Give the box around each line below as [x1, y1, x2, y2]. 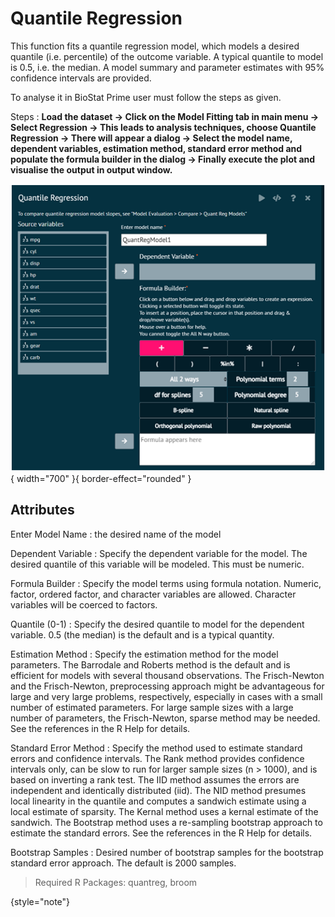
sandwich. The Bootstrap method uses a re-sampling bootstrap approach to [10, 816, 323, 828]
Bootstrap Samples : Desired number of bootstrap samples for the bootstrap [10, 846, 324, 858]
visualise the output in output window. [10, 163, 173, 176]
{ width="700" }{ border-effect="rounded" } [10, 472, 192, 484]
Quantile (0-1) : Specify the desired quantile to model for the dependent [10, 618, 305, 630]
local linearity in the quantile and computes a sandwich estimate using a [10, 795, 307, 807]
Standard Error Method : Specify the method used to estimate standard [10, 742, 303, 754]
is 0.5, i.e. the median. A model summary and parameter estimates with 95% [10, 61, 325, 73]
